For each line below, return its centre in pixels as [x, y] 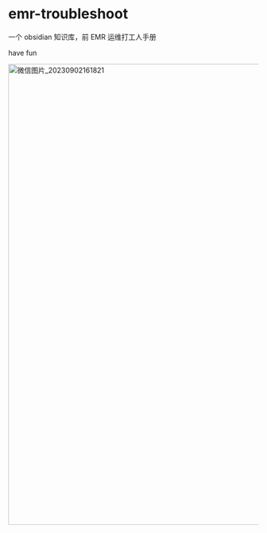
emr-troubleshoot [68, 14]
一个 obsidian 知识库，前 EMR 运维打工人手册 [82, 37]
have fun [23, 53]
